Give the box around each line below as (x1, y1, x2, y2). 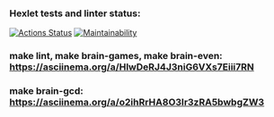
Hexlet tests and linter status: (9, 7, 141, 20)
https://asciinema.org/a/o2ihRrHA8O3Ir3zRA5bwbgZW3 (9, 96, 265, 109)
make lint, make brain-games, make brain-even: (9, 50, 223, 63)
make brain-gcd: (9, 85, 84, 97)
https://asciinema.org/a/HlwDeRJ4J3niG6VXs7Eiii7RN (9, 61, 254, 73)
